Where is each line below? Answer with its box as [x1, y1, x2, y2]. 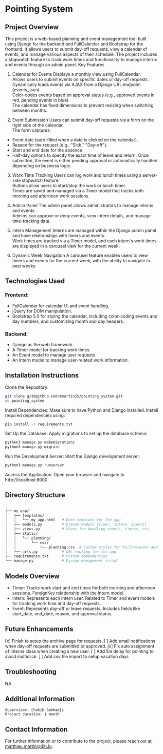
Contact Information [5, 725, 68, 733]
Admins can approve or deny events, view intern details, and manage [12, 213, 151, 218]
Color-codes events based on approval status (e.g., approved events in [12, 92, 155, 98]
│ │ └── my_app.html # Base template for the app [5, 518, 121, 523]
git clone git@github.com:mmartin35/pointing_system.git [5, 394, 123, 398]
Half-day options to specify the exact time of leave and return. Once [12, 152, 149, 158]
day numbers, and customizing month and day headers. [12, 318, 124, 324]
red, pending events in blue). [12, 97, 70, 103]
